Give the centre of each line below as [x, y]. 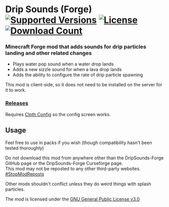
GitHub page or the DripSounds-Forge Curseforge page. [64, 163]
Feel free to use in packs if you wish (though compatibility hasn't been [79, 143]
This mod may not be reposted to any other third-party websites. [73, 168]
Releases [17, 103]
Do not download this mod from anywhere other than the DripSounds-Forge [84, 158]
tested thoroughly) [25, 148]
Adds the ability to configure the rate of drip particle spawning [78, 75]
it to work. [16, 90]
